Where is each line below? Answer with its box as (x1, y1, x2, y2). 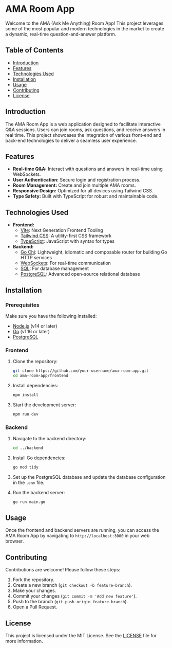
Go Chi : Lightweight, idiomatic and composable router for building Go (20, 249, 167, 255)
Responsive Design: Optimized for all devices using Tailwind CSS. (12, 188, 154, 194)
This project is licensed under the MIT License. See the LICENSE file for (5, 633, 157, 639)
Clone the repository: (12, 358, 58, 365)
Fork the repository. (12, 577, 55, 583)
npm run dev (12, 411, 39, 417)
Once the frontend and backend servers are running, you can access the (5, 527, 159, 533)
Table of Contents (5, 46, 64, 55)
